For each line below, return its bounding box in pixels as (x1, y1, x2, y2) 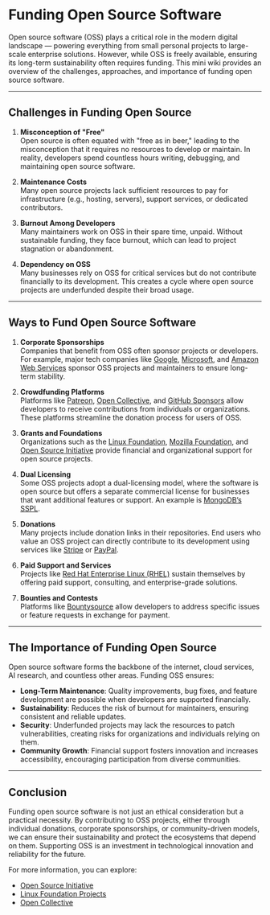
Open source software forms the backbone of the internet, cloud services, (8, 662, 255, 672)
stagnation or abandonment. (19, 244, 114, 253)
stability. (37, 371, 66, 381)
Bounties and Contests (19, 593, 99, 602)
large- (228, 40, 249, 50)
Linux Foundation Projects (19, 889, 107, 899)
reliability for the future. (8, 850, 87, 860)
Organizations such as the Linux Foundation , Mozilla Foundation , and (19, 437, 249, 446)
